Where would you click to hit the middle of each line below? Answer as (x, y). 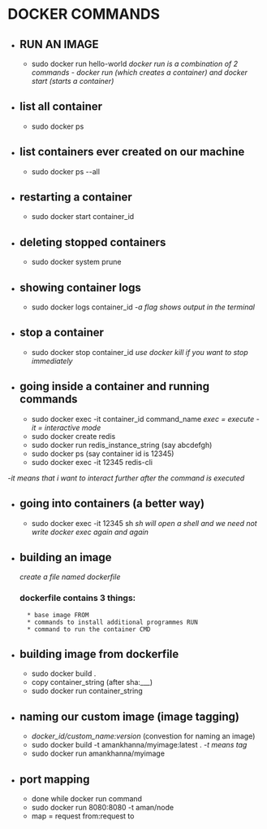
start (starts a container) (73, 81)
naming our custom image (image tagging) (129, 716)
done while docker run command (87, 799)
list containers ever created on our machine (132, 152)
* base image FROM (58, 615)
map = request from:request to (83, 816)
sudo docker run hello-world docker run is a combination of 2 (135, 64)
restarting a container (76, 197)
